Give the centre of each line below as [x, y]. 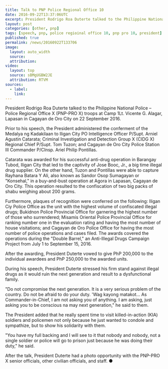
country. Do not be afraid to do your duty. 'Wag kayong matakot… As [76, 295]
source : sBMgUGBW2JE [31, 75]
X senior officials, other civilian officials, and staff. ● [59, 361]
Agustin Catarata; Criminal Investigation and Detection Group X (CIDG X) [80, 139]
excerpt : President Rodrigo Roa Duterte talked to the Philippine [76, 19]
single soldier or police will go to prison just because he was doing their [79, 341]
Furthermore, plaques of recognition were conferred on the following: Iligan [83, 201]
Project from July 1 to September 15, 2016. [48, 244]
